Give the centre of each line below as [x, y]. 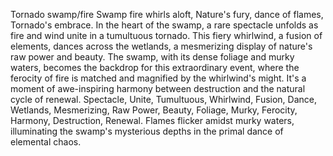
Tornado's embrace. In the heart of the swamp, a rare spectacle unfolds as [164, 25]
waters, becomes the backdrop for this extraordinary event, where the [155, 67]
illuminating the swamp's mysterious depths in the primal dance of [147, 131]
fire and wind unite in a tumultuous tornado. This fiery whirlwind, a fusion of [166, 35]
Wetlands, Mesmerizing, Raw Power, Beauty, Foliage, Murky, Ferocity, [154, 110]
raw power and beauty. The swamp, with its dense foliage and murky [152, 57]
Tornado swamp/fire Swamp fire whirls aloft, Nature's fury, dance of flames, [167, 14]
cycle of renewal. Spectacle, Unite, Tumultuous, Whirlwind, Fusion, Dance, [164, 99]
